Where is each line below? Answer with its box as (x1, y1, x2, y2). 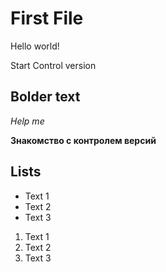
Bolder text (10, 88, 81, 106)
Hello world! (10, 40, 60, 52)
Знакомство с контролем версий (10, 134, 157, 146)
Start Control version (10, 59, 97, 71)
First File (10, 7, 84, 30)
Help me (10, 115, 45, 127)
